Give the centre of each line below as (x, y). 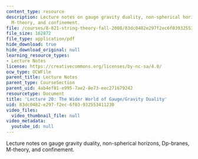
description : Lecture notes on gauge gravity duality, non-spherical (93, 17)
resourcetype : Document (35, 94)
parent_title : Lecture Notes (42, 77)
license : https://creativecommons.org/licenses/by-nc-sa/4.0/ (84, 66)
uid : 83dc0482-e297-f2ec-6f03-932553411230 (60, 105)
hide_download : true (32, 45)
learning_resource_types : (38, 55)
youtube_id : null (33, 127)
